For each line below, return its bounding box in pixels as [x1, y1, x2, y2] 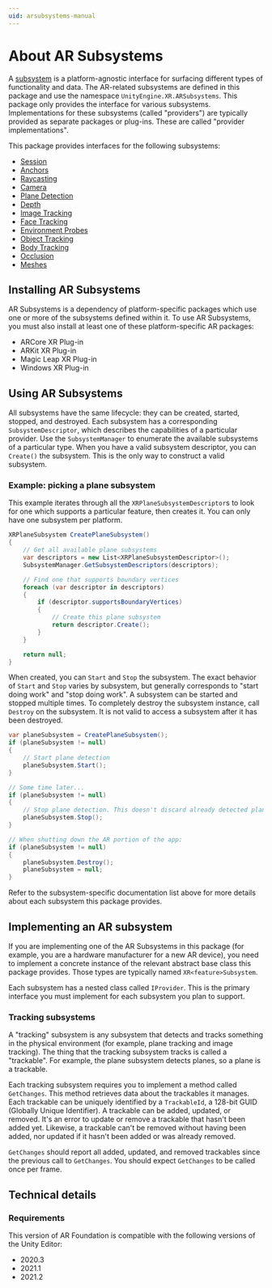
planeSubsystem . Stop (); [23, 814, 104, 822]
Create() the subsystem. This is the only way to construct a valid [8, 451, 225, 461]
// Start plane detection [23, 754, 111, 762]
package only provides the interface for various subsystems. [8, 99, 211, 109]
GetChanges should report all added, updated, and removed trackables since [8, 1147, 261, 1157]
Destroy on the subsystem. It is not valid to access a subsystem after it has [8, 707, 257, 717]
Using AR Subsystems [8, 386, 123, 400]
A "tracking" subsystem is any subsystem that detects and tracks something [8, 1030, 264, 1040]
